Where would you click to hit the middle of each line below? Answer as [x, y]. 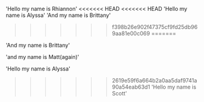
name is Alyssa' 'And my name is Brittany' [58, 15]
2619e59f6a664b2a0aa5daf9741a [155, 80]
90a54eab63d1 [131, 87]
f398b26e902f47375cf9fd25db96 [155, 27]
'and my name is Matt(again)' [42, 57]
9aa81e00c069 [131, 33]
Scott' [120, 93]
